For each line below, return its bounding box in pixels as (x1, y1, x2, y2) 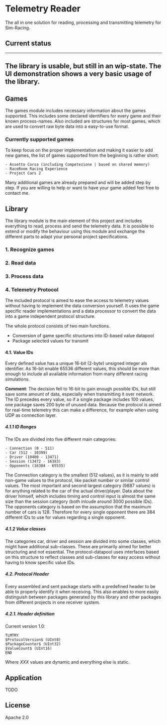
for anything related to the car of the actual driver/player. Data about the (5, 488, 153, 494)
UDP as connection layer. (5, 412, 57, 418)
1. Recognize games (5, 246, 55, 253)
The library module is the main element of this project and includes (5, 218, 142, 224)
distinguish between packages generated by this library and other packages (5, 594, 162, 600)
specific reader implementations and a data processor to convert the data (5, 308, 156, 314)
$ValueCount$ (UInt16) (5, 646, 52, 651)
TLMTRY (5, 633, 19, 638)
